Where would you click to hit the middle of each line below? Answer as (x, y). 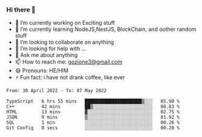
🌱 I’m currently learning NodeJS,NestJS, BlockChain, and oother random (106, 29)
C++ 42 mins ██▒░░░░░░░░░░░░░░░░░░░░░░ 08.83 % (93, 107)
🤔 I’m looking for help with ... (50, 48)
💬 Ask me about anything (46, 55)
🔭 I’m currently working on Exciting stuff (65, 23)
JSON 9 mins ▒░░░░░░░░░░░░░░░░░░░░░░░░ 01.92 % (93, 118)
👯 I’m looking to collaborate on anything (64, 42)
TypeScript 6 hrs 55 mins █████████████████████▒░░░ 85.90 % (93, 102)
